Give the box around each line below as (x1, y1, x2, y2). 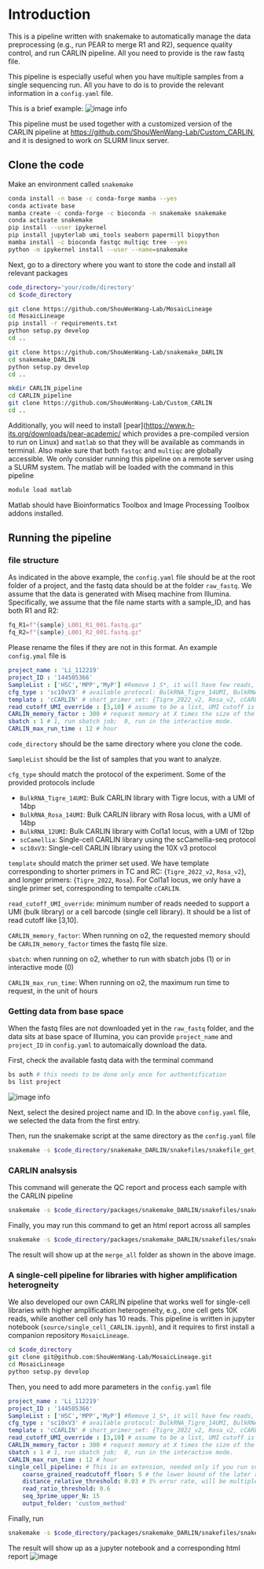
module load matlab (8, 486, 72, 494)
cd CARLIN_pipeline (8, 391, 72, 400)
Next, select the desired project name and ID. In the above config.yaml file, (8, 1108, 251, 1117)
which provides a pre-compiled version (122, 428, 250, 438)
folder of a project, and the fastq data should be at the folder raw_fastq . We (8, 581, 252, 590)
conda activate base (8, 202, 76, 210)
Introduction (8, 6, 91, 24)
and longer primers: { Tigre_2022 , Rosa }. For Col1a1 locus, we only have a (8, 875, 241, 885)
